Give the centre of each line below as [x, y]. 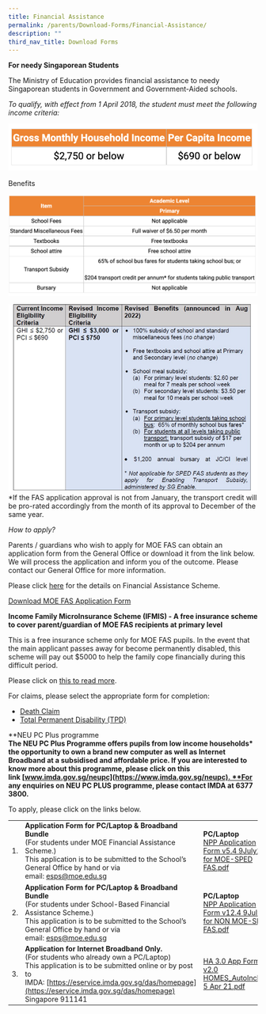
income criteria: [34, 113]
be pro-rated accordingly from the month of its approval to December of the [132, 506]
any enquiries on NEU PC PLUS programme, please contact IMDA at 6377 [131, 785]
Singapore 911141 [56, 999]
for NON [217, 921]
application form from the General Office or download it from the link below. [131, 553]
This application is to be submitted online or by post [109, 965]
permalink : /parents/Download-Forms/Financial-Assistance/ [108, 25]
